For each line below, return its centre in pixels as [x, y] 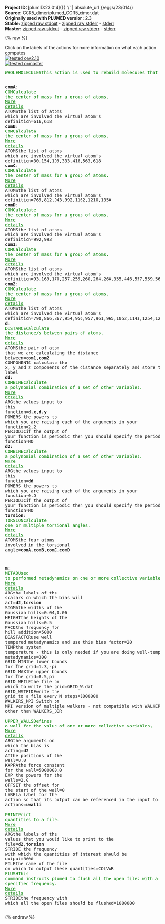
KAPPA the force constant [35, 765]
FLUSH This [17, 874]
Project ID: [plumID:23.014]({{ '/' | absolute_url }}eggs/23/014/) [69, 8]
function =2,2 [21, 427]
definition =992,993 [28, 240]
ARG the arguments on [30, 741]
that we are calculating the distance [52, 353]
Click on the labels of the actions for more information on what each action [81, 48]
